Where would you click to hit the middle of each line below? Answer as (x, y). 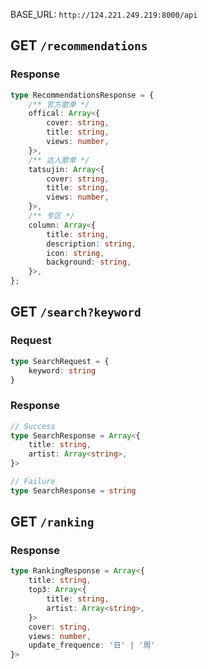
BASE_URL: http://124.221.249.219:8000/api (104, 14)
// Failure (33, 482)
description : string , (91, 244)
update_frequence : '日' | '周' (92, 645)
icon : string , (75, 253)
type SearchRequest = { (60, 361)
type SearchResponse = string (73, 490)
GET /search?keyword (76, 312)
